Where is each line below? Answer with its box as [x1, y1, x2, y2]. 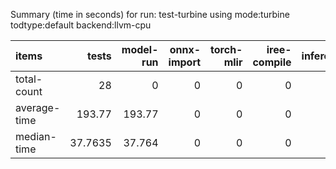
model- [121, 43, 159, 56]
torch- [210, 43, 243, 56]
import [168, 55, 202, 69]
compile [252, 55, 292, 69]
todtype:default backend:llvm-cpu [10, 19, 152, 31]
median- [15, 130, 57, 143]
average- [15, 101, 61, 114]
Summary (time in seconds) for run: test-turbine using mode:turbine [10, 9, 290, 20]
